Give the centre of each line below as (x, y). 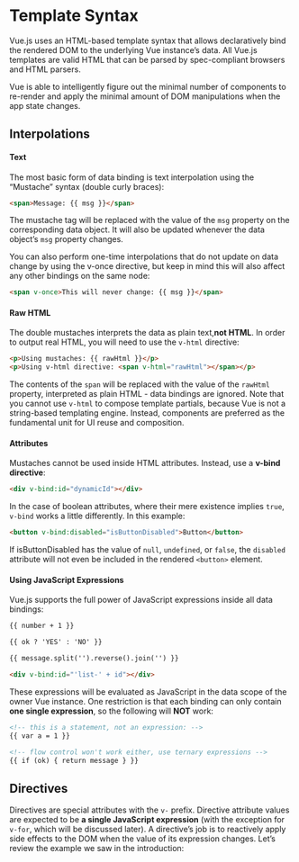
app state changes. (45, 105)
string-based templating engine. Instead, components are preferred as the (147, 413)
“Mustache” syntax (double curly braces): (87, 186)
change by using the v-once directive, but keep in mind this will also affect (147, 266)
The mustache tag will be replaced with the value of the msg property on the (149, 220)
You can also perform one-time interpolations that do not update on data (144, 256)
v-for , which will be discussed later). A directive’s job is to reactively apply (148, 830)
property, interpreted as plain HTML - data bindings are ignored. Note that (147, 394)
